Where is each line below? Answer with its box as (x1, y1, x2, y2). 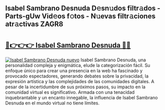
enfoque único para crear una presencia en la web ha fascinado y (5, 68, 143, 74)
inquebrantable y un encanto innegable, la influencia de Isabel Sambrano (5, 95, 158, 100)
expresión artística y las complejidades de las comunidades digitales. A (5, 79, 155, 84)
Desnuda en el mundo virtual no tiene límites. (5, 100, 100, 106)
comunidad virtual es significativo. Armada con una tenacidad (5, 89, 135, 95)
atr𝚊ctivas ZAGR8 (5, 20, 63, 28)
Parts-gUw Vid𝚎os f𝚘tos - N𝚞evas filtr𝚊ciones (5, 12, 156, 21)
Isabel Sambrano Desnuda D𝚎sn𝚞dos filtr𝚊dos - (5, 4, 161, 13)
